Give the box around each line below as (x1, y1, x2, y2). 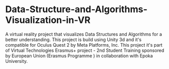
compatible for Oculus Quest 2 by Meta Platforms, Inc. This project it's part (5, 42, 163, 48)
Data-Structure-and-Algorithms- (5, 4, 148, 15)
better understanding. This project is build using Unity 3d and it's (5, 37, 142, 43)
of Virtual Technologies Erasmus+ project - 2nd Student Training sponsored (5, 47, 164, 53)
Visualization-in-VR (5, 14, 91, 26)
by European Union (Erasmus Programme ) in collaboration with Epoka (5, 52, 153, 59)
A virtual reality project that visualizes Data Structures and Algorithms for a (5, 31, 162, 37)
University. (5, 58, 28, 64)
